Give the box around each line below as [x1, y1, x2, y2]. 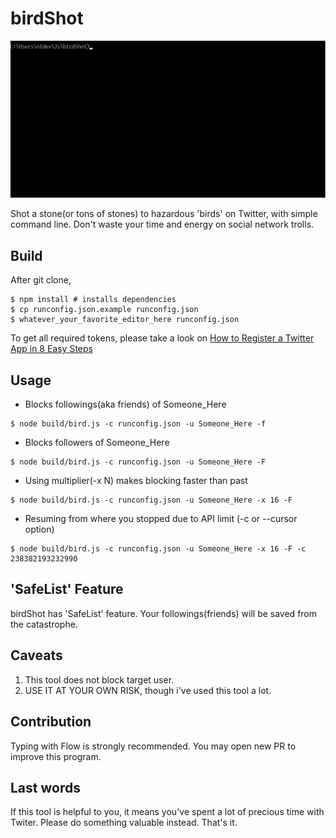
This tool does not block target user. [24, 673, 175, 686]
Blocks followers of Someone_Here [24, 437, 170, 449]
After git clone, [10, 274, 72, 286]
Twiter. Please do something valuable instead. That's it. [10, 817, 238, 829]
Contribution [10, 713, 92, 731]
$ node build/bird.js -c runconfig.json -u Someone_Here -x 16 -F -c [10, 544, 307, 554]
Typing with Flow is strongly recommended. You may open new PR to [10, 740, 297, 752]
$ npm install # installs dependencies [10, 295, 177, 305]
